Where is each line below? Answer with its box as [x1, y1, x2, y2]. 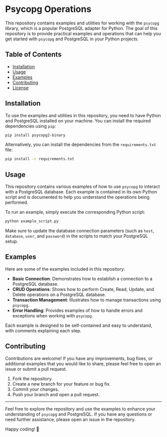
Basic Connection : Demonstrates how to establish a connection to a [12, 276, 153, 282]
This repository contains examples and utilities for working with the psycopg [5, 20, 160, 26]
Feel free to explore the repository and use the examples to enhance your [5, 406, 156, 412]
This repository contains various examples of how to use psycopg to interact [5, 183, 160, 190]
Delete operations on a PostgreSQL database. [12, 291, 106, 297]
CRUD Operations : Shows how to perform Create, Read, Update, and [12, 286, 154, 292]
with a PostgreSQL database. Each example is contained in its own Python [5, 189, 158, 195]
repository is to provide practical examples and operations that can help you [5, 30, 162, 36]
